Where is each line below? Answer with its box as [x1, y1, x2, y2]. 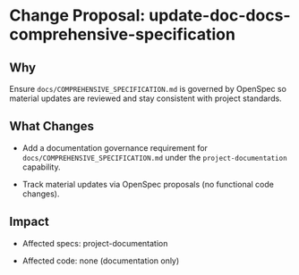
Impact [9, 214, 49, 229]
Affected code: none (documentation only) [21, 255, 180, 266]
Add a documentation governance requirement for [21, 142, 209, 153]
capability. [21, 162, 61, 172]
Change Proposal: [9, 5, 146, 26]
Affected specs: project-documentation [21, 237, 168, 248]
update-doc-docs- [149, 5, 291, 26]
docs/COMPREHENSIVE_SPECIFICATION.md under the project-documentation [21, 152, 288, 162]
